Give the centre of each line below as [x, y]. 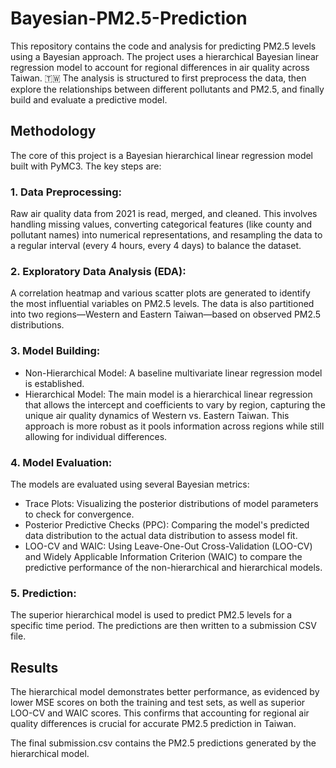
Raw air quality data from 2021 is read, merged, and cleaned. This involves [164, 214]
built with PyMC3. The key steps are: [86, 166]
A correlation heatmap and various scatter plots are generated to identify [160, 293]
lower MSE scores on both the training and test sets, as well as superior [158, 703]
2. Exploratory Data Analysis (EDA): [98, 271]
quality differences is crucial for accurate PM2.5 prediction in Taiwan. [153, 724]
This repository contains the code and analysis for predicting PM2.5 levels [163, 46]
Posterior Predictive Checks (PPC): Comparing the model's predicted [167, 524]
